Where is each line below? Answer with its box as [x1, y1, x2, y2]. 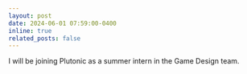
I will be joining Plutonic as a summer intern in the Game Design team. [8, 56, 240, 66]
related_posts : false [8, 34, 81, 43]
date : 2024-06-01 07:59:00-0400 [8, 19, 117, 27]
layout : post [8, 11, 52, 20]
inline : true [8, 27, 52, 35]
